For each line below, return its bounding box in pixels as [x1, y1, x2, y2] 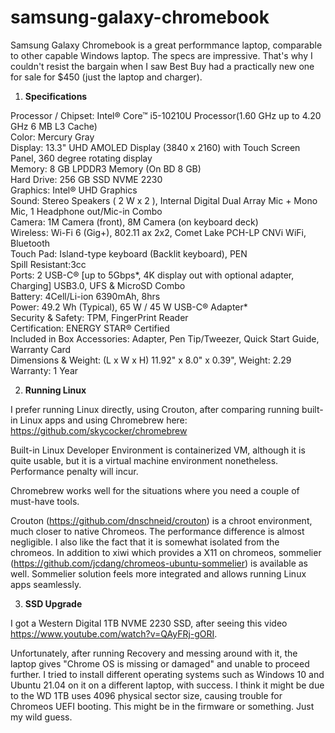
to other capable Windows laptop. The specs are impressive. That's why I [10, 49, 313, 61]
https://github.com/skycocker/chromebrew [10, 424, 188, 436]
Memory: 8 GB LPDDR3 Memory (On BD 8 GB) [10, 162, 202, 175]
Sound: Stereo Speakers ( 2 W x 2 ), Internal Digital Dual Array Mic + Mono [10, 194, 318, 206]
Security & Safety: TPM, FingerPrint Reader [10, 311, 189, 323]
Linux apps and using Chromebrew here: [19, 414, 188, 426]
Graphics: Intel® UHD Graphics [10, 184, 138, 196]
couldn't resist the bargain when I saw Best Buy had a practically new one [10, 60, 315, 72]
